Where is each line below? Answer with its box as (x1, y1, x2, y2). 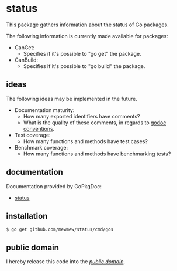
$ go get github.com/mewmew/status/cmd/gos (6, 226, 114, 233)
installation (6, 211, 48, 221)
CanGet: (14, 43, 35, 51)
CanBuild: (14, 56, 38, 63)
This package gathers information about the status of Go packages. (6, 21, 169, 28)
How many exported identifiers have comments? (23, 113, 140, 120)
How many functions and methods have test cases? (23, 137, 148, 145)
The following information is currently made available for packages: (6, 32, 168, 39)
